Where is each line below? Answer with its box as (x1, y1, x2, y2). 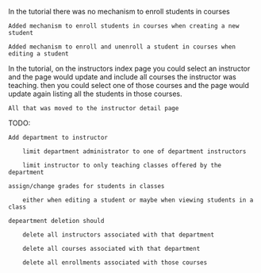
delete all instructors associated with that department (22, 231, 215, 239)
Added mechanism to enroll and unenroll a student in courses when (8, 43, 236, 51)
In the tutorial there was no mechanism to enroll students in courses (8, 7, 230, 16)
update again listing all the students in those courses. (8, 89, 182, 98)
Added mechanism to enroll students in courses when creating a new (8, 22, 240, 30)
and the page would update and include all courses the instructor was (8, 72, 236, 82)
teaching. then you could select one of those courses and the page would (8, 81, 250, 90)
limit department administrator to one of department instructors (22, 148, 247, 156)
